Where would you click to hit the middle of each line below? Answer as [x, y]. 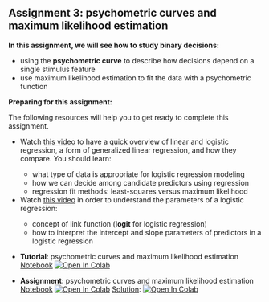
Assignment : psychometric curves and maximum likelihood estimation [137, 280]
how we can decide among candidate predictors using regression [141, 182]
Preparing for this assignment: [60, 102]
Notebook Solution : [81, 289]
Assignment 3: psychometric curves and [112, 13]
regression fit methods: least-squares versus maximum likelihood [140, 191]
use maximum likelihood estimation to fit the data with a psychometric [135, 78]
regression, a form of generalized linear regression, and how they [128, 150]
